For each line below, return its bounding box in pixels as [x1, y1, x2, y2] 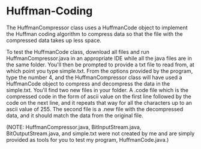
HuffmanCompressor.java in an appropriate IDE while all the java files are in [6, 54, 192, 62]
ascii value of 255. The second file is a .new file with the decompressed [6, 105, 184, 112]
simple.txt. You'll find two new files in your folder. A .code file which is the [6, 86, 189, 93]
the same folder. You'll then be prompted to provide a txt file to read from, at [6, 61, 195, 68]
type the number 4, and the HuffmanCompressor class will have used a [6, 74, 182, 81]
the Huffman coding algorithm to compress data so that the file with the [6, 30, 183, 37]
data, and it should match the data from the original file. [6, 112, 143, 119]
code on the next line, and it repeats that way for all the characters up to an [6, 99, 192, 106]
